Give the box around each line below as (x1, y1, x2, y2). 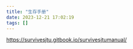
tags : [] (6, 20, 28, 26)
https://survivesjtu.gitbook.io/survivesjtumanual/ (6, 36, 127, 44)
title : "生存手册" (6, 8, 50, 15)
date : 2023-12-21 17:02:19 (6, 14, 74, 20)
